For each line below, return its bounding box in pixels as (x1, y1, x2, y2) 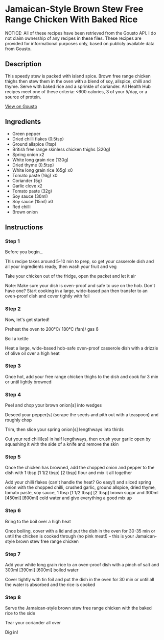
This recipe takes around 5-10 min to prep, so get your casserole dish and (5, 259, 154, 265)
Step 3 (5, 362, 21, 369)
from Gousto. (5, 46, 32, 52)
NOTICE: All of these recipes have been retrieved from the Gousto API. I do (5, 30, 156, 36)
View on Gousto (5, 103, 38, 109)
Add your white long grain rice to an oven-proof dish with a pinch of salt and (5, 562, 159, 568)
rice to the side (5, 610, 36, 616)
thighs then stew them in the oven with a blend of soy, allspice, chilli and (5, 78, 151, 84)
